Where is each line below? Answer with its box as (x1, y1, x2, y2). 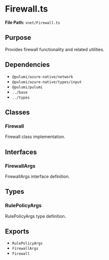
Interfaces (5, 148, 37, 156)
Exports (5, 227, 30, 236)
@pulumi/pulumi (12, 85, 43, 89)
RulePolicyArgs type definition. (5, 213, 66, 219)
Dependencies (5, 61, 50, 69)
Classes (5, 108, 30, 116)
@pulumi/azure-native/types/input (12, 79, 82, 85)
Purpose (5, 34, 31, 42)
